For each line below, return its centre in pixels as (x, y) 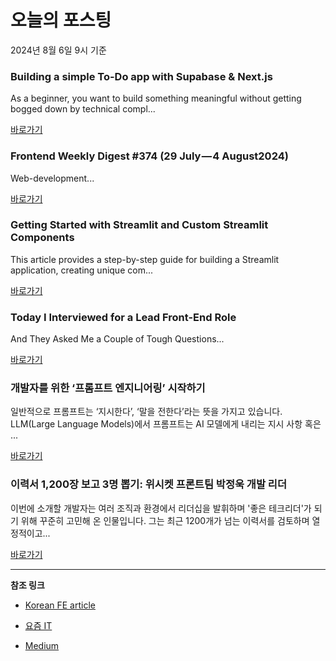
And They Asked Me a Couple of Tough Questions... (117, 339)
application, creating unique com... (81, 270)
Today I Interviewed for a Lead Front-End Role (123, 317)
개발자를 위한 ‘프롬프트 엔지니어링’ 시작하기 (108, 388)
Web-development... (52, 178)
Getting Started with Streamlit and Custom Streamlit (139, 225)
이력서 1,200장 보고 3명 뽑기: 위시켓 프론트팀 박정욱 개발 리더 (148, 484)
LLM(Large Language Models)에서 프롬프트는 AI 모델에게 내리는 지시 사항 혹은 (166, 424)
